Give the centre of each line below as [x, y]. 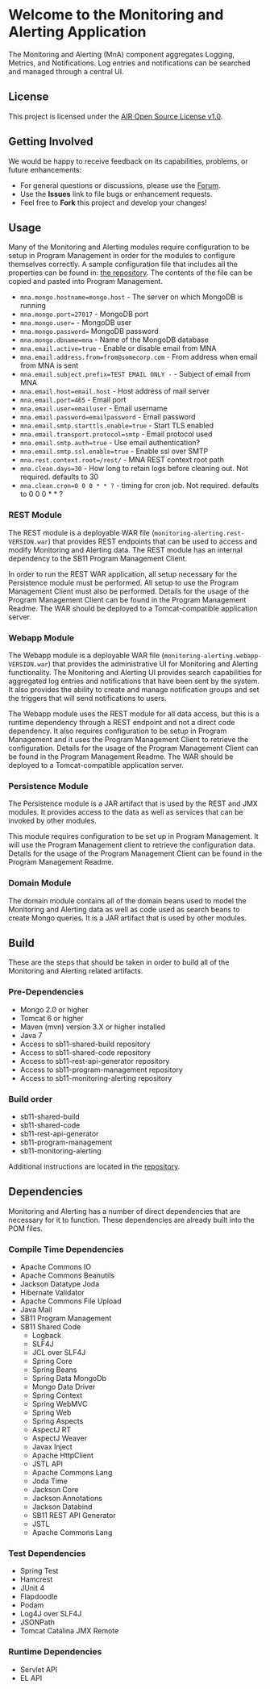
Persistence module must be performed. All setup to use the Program [124, 582]
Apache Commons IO [56, 1267]
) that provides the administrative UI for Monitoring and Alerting [153, 664]
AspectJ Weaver [59, 1438]
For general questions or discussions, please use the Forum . [120, 185]
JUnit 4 [32, 1588]
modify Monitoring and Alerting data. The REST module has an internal [126, 549]
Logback [47, 1336]
